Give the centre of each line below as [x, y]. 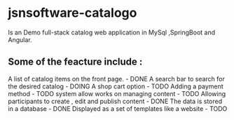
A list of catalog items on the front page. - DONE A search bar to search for [116, 79]
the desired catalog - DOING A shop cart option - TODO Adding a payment [116, 86]
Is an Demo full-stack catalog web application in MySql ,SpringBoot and [112, 32]
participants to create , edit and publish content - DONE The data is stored [115, 101]
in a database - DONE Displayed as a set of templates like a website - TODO [118, 108]
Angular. [20, 39]
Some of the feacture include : [75, 62]
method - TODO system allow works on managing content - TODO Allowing [117, 93]
